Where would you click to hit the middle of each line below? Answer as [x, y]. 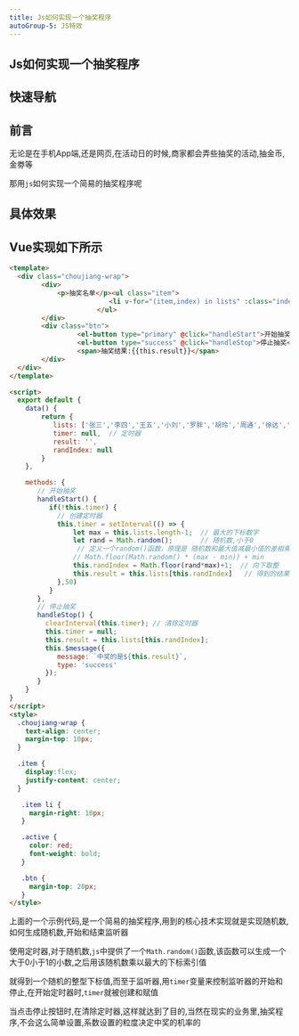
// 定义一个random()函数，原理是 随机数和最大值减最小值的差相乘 [184, 549]
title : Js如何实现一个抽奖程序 [61, 17]
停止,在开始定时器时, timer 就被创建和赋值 [84, 992]
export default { [49, 400]
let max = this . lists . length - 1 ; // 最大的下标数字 [166, 532]
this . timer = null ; [81, 632]
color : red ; [51, 846]
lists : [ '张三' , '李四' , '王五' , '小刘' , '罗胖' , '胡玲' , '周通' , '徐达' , [170, 425]
